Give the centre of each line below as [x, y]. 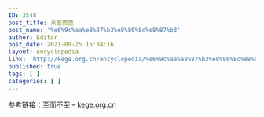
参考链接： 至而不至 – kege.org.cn [62, 104]
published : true [35, 67]
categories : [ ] [35, 81]
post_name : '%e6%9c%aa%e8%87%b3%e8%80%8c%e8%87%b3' [94, 30]
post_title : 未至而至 [41, 23]
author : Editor [33, 37]
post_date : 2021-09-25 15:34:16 [61, 45]
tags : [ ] [24, 74]
